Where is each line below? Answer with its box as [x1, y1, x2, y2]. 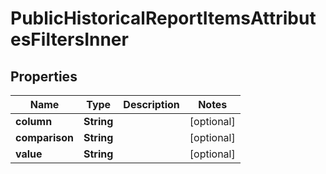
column [15, 115, 53, 128]
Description [123, 98, 180, 111]
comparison [15, 131, 75, 144]
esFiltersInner [10, 28, 129, 51]
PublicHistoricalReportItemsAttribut [10, 7, 317, 30]
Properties [10, 68, 78, 85]
